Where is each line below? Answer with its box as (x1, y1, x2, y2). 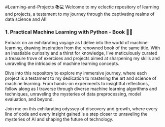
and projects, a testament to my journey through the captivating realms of (5, 11, 155, 17)
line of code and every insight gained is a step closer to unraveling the (5, 111, 148, 117)
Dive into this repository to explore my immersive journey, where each (5, 70, 147, 76)
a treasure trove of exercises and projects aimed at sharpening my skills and (5, 56, 160, 62)
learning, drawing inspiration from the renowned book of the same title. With (5, 45, 160, 51)
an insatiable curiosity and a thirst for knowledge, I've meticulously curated (5, 50, 158, 56)
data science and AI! (5, 16, 47, 22)
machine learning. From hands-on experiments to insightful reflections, (5, 81, 149, 87)
